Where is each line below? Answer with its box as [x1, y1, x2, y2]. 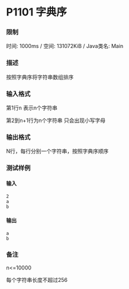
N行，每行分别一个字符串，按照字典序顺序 [6, 147, 109, 155]
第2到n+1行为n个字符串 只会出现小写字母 [6, 117, 105, 124]
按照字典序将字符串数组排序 [6, 73, 74, 81]
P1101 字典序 [6, 5, 67, 19]
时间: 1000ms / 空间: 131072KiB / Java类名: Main [6, 43, 124, 50]
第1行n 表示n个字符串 [6, 104, 58, 111]
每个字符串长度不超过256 [6, 277, 68, 283]
